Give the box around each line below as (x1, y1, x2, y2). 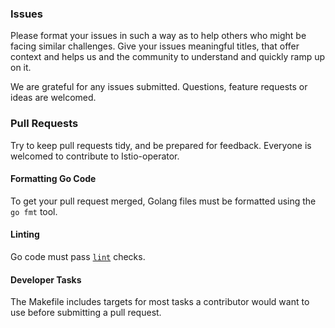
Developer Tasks (10, 273, 82, 286)
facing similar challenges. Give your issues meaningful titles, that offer (10, 40, 300, 52)
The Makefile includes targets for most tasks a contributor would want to (10, 296, 310, 308)
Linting (10, 228, 40, 241)
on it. (10, 62, 32, 74)
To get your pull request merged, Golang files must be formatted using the (10, 195, 317, 207)
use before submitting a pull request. (10, 307, 162, 319)
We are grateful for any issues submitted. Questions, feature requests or (10, 81, 308, 93)
